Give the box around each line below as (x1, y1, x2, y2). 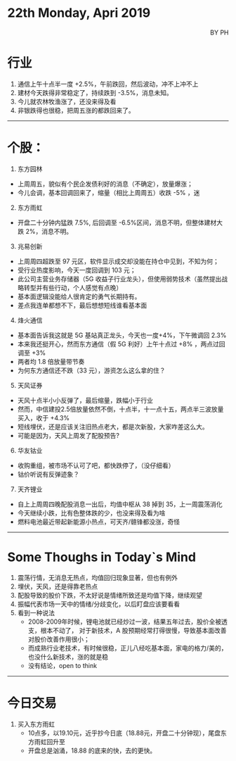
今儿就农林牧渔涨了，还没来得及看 (17, 97, 117, 106)
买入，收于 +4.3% (17, 413, 70, 422)
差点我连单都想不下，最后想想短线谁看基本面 (17, 301, 147, 309)
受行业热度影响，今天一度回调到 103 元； (17, 265, 136, 274)
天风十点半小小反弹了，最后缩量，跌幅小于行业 (17, 396, 153, 404)
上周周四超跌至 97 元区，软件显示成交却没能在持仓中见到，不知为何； (17, 257, 220, 265)
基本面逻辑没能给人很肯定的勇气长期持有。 (17, 292, 141, 301)
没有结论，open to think (27, 661, 97, 669)
